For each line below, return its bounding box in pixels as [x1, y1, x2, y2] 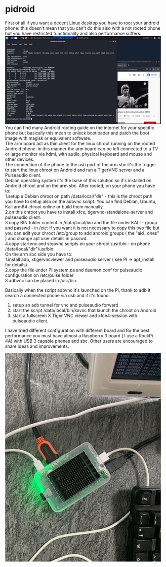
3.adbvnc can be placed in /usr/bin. [5, 278, 78, 284]
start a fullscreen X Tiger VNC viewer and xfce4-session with [12, 313, 137, 318]
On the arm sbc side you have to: [5, 252, 73, 257]
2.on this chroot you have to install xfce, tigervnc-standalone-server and [5, 209, 153, 215]
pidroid [5, 3, 36, 15]
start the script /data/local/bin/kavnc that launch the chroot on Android [12, 308, 157, 314]
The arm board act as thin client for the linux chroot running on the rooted [5, 140, 155, 147]
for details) [5, 262, 27, 268]
